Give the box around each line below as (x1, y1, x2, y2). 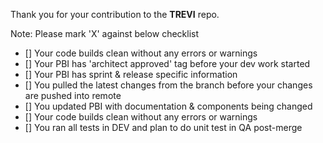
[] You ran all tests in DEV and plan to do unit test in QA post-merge (24, 122, 303, 133)
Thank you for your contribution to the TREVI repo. (10, 9, 220, 20)
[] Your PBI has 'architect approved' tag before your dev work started (24, 58, 311, 69)
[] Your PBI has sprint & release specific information (24, 69, 238, 80)
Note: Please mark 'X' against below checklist (10, 28, 200, 39)
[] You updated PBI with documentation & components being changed (24, 100, 313, 112)
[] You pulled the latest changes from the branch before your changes (24, 79, 313, 91)
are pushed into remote (24, 90, 122, 101)
